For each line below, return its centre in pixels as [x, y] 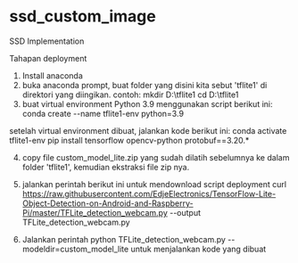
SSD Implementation [47, 41]
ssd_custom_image [83, 16]
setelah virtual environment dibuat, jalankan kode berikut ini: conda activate [148, 130]
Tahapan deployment [48, 58]
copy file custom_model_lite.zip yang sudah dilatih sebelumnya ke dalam [156, 157]
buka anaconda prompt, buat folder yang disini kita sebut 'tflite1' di [145, 85]
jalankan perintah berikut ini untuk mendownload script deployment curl [154, 184]
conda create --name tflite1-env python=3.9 [103, 113]
